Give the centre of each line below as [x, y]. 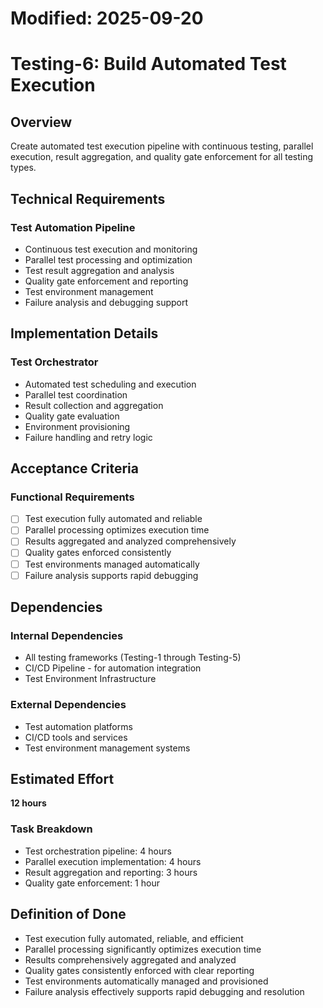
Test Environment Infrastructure [90, 679]
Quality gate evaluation [72, 416]
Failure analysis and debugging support [106, 302]
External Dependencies [68, 705]
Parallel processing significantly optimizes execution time [143, 949]
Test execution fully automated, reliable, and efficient [134, 938]
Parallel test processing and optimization [108, 259]
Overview [41, 122]
